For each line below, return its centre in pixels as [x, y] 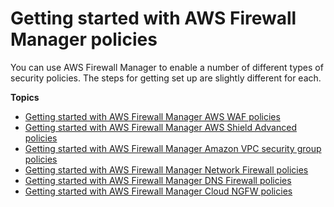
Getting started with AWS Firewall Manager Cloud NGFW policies [158, 191]
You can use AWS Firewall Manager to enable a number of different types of [167, 67]
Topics [25, 97]
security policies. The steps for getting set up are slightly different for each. [166, 78]
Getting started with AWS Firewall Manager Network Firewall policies [166, 169]
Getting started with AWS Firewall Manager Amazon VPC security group [173, 148]
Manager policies [84, 39]
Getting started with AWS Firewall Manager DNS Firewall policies [158, 180]
